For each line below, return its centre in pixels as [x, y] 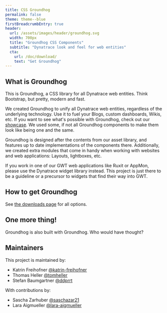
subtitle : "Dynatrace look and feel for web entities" [68, 47]
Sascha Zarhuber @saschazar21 [46, 300]
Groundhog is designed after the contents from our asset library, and [76, 140]
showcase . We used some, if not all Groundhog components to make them [82, 125]
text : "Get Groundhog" [38, 61]
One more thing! [31, 220]
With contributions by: [28, 290]
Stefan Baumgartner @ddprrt [42, 280]
